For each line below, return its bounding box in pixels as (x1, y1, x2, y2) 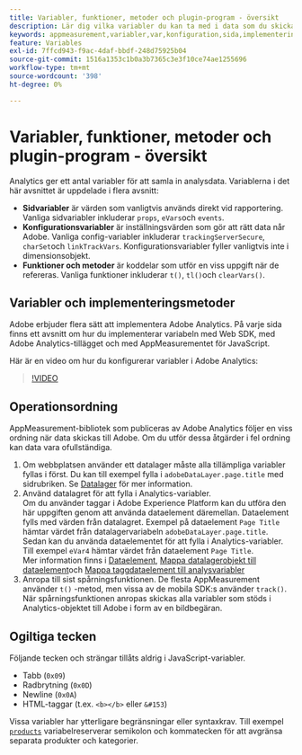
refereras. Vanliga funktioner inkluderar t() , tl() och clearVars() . (22, 269, 265, 280)
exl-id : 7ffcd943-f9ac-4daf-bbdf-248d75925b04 (9, 47, 187, 56)
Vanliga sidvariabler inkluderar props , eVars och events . (22, 212, 225, 223)
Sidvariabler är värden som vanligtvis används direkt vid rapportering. (22, 202, 284, 213)
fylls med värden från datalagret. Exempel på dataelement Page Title (22, 517, 280, 528)
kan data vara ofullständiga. (9, 442, 112, 453)
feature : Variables (9, 38, 83, 48)
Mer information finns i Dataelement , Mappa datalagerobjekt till (22, 555, 257, 566)
